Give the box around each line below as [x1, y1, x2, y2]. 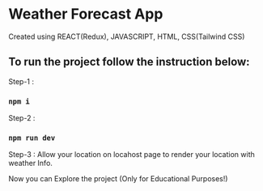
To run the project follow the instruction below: [8, 55, 250, 69]
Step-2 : [8, 113, 36, 123]
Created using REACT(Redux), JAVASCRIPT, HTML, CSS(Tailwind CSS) [8, 32, 245, 41]
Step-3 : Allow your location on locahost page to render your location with [8, 150, 255, 159]
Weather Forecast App [8, 5, 163, 23]
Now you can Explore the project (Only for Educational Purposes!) [8, 174, 228, 184]
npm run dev [8, 133, 56, 142]
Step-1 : [8, 76, 35, 86]
